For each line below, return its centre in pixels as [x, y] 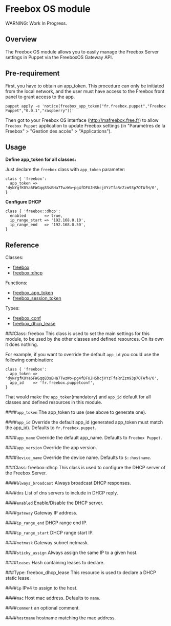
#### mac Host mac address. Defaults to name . [53, 598]
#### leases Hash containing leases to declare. [55, 563]
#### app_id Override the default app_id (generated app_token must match [84, 422]
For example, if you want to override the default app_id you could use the [82, 355]
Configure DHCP [23, 202]
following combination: [29, 360]
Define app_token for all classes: [41, 159]
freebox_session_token [37, 298]
